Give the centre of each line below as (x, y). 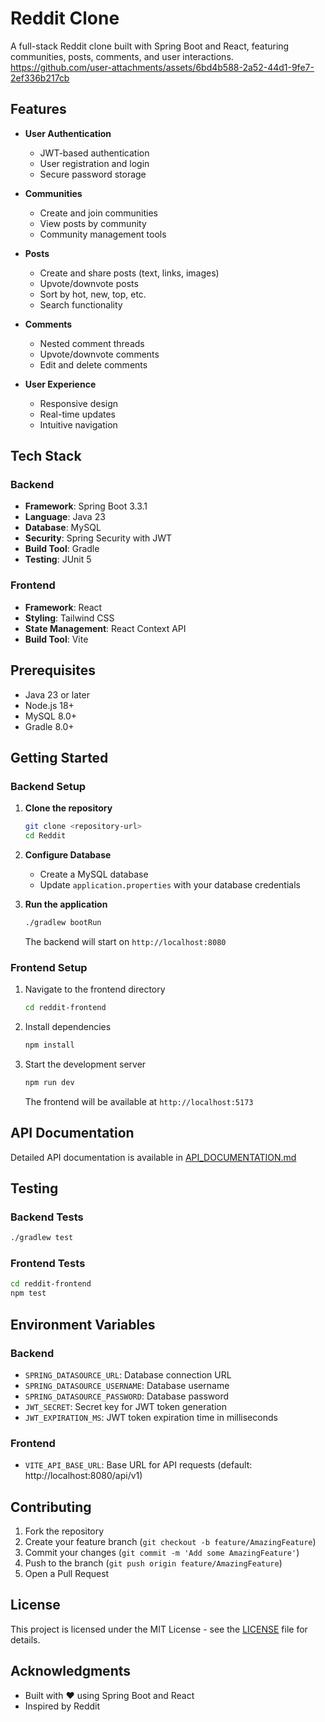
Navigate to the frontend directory (95, 989)
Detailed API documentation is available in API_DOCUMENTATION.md (153, 1157)
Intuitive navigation (78, 424)
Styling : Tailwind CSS (69, 618)
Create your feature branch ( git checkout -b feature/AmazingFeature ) (170, 1541)
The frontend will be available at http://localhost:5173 (139, 1101)
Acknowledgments (71, 1671)
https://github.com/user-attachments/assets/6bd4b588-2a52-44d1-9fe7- (162, 67)
